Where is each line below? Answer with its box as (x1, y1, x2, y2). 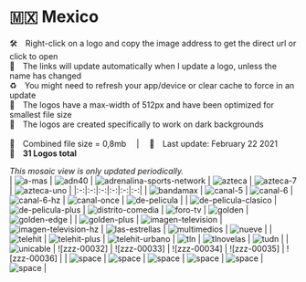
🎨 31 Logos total (9, 148, 78, 159)
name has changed (9, 70, 82, 81)
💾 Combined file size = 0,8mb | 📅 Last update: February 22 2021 (9, 138, 279, 149)
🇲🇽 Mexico (9, 6, 99, 27)
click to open (9, 50, 58, 61)
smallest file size (9, 109, 72, 120)
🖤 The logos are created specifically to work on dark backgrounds (9, 119, 264, 130)
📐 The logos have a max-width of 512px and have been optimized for (9, 99, 274, 110)
